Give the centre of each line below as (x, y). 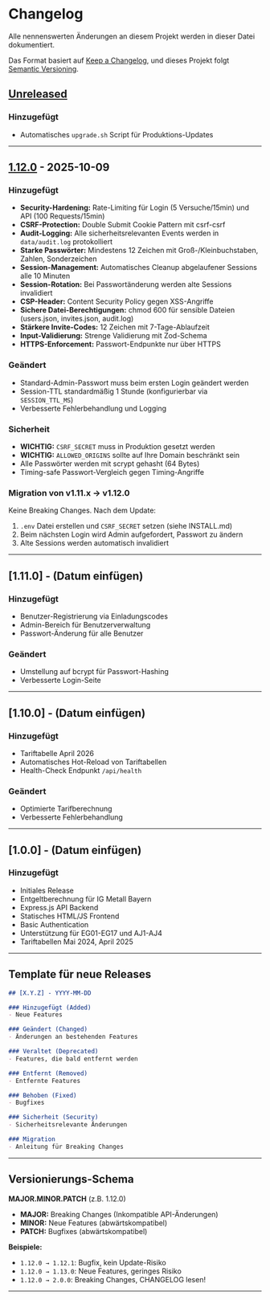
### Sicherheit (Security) (53, 1118)
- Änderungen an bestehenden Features (73, 1037)
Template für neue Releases (80, 974)
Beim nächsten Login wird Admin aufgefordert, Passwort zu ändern (131, 534)
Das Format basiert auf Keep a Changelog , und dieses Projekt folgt (119, 60)
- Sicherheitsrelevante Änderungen (68, 1125)
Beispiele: (25, 1247)
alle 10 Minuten (45, 276)
